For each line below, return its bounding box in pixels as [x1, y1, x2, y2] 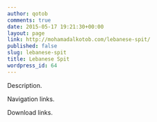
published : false [7, 43, 58, 49]
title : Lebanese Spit [7, 56, 70, 63]
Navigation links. [7, 95, 55, 103]
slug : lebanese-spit [7, 49, 67, 56]
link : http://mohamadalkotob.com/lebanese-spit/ [7, 36, 151, 43]
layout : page [7, 29, 45, 37]
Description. [7, 81, 42, 89]
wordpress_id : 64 [7, 62, 58, 69]
